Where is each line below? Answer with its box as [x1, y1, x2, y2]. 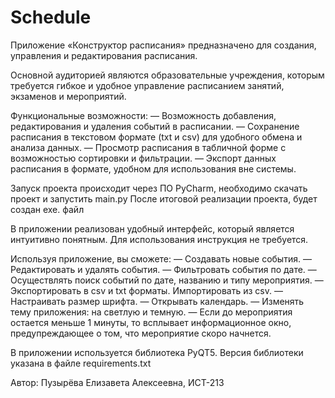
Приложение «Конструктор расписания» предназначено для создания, [10, 39, 317, 51]
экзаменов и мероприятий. [10, 90, 127, 102]
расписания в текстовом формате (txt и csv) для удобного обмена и [10, 131, 303, 143]
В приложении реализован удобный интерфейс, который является [10, 222, 295, 235]
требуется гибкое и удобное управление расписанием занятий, [10, 79, 285, 91]
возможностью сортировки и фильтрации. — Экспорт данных [10, 152, 277, 164]
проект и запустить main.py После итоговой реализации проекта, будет [10, 192, 318, 205]
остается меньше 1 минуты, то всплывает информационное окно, [10, 316, 292, 328]
